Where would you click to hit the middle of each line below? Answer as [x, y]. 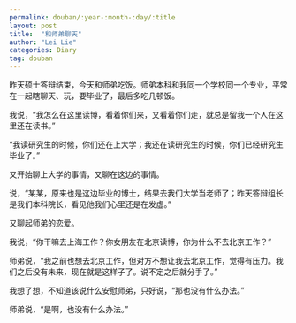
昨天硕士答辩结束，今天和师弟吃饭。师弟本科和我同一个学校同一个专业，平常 [148, 85]
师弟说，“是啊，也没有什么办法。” [69, 309]
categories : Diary [43, 50]
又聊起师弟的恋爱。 [44, 223]
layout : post [33, 26]
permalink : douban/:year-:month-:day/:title [92, 17]
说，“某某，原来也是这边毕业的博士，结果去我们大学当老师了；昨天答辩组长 [147, 193]
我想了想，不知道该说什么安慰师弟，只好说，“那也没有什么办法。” [127, 290]
